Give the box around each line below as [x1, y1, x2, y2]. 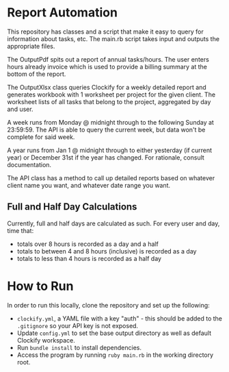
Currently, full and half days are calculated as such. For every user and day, [7, 219, 220, 227]
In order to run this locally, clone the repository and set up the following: [7, 301, 210, 309]
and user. [7, 105, 33, 113]
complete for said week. [7, 132, 75, 141]
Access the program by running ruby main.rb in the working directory [16, 351, 214, 359]
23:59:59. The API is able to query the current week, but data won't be [7, 125, 206, 134]
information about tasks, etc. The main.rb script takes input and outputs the [7, 34, 220, 42]
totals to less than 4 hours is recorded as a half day [16, 254, 162, 262]
